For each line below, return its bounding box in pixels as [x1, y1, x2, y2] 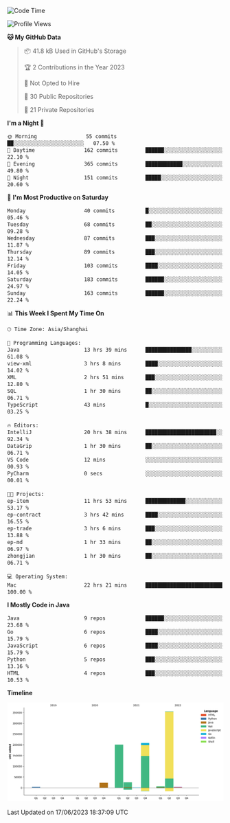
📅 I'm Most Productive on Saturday [7, 193, 108, 201]
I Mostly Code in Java [7, 601, 70, 609]
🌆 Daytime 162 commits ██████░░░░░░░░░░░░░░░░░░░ [7, 147, 223, 154]
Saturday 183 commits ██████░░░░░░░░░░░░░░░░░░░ [7, 276, 223, 283]
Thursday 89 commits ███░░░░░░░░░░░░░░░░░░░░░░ [7, 249, 223, 256]
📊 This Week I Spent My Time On [7, 309, 104, 317]
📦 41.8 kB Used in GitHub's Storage [23, 47, 127, 55]
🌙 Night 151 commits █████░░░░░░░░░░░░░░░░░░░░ [7, 174, 223, 181]
